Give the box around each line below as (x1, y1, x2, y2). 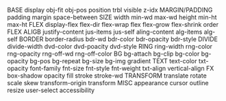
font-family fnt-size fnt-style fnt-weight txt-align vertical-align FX (29, 65, 214, 72)
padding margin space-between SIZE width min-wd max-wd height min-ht (7, 13, 217, 21)
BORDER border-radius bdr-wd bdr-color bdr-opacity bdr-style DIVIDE (19, 35, 218, 43)
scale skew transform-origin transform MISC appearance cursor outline (7, 79, 209, 87)
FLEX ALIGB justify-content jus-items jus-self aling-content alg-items (7, 27, 203, 36)
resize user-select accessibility (7, 86, 95, 94)
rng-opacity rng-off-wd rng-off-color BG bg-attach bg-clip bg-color (7, 49, 200, 58)
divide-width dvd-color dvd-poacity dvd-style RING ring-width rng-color (7, 43, 213, 50)
